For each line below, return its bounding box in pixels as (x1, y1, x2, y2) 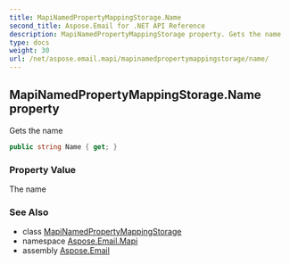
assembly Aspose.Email (21, 245, 110, 256)
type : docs (9, 37, 50, 47)
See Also (9, 206, 49, 219)
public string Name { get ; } (9, 142, 118, 152)
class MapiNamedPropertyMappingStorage (21, 227, 182, 237)
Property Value (9, 163, 77, 176)
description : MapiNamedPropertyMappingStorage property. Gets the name (9, 29, 281, 38)
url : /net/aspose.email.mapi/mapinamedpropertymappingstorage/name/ (9, 54, 269, 63)
